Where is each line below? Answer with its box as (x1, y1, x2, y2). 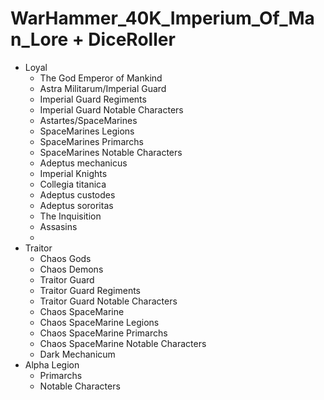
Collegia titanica (39, 178, 107, 190)
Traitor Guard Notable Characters (39, 295, 178, 307)
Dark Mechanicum (39, 348, 116, 360)
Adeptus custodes (39, 188, 116, 201)
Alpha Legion (24, 358, 80, 371)
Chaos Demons (39, 263, 104, 275)
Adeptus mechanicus (39, 157, 128, 169)
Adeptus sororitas (39, 199, 114, 211)
